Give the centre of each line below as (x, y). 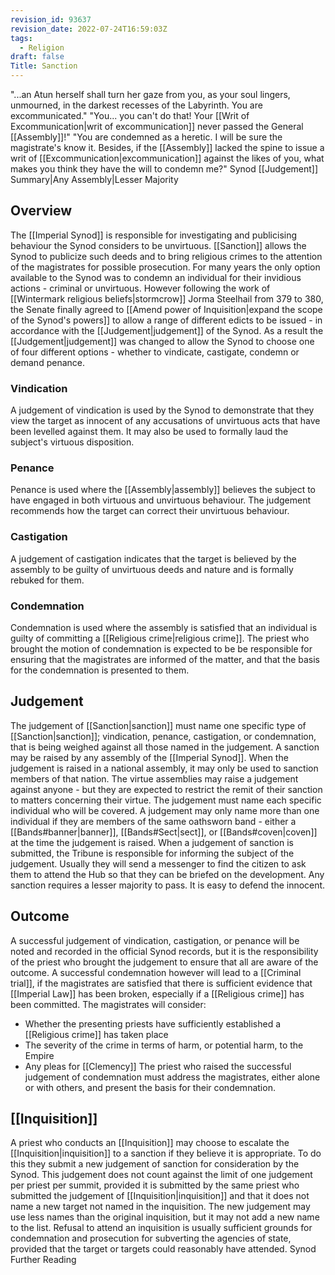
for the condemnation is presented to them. (100, 670)
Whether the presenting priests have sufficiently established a (153, 1023)
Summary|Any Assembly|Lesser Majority (94, 179)
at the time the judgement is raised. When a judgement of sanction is (152, 842)
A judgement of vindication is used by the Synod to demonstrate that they (162, 410)
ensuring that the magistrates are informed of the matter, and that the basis (165, 659)
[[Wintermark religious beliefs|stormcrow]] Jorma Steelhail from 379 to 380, (167, 298)
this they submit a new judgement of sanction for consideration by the (155, 1164)
